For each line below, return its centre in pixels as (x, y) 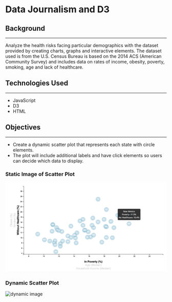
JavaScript (24, 100)
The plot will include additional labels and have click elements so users (87, 155)
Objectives (23, 127)
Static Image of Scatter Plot (40, 174)
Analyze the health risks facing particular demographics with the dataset (82, 45)
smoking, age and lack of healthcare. (44, 67)
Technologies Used (37, 83)
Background (25, 28)
